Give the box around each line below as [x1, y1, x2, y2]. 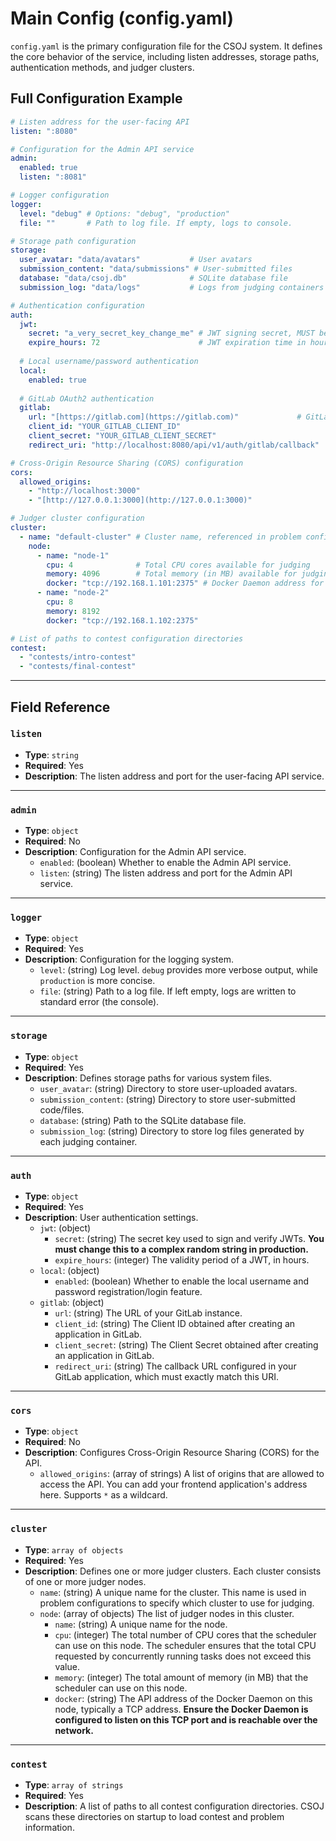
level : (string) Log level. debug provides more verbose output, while [39, 964, 318, 976]
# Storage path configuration [10, 236, 137, 246]
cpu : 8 [46, 597, 74, 607]
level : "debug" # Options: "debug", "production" [19, 208, 230, 219]
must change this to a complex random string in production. [54, 1243, 309, 1255]
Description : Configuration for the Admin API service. [24, 846, 247, 858]
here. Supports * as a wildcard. [39, 1489, 168, 1501]
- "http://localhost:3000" [28, 486, 141, 496]
